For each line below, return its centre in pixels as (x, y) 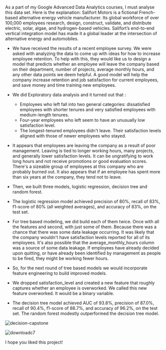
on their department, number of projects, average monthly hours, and (83, 69)
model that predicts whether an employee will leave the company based (86, 64)
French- (147, 12)
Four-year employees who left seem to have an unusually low (82, 120)
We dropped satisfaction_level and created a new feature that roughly (83, 283)
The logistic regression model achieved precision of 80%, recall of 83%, (86, 201)
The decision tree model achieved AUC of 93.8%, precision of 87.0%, (83, 303)
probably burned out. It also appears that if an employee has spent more (86, 172)
